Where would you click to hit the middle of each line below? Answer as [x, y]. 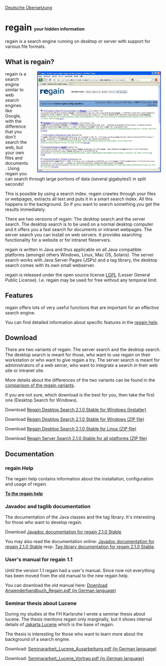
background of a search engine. [38, 639]
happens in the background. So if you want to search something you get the [83, 204]
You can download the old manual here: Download [56, 585]
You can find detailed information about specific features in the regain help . [82, 322]
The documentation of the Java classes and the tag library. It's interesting [80, 517]
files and [14, 157]
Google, [13, 116]
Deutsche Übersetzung [29, 8]
